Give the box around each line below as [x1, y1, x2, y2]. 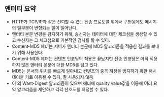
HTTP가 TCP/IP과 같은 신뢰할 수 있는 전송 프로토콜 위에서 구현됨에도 [11, 19, 144, 25]
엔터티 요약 [4, 4, 36, 13]
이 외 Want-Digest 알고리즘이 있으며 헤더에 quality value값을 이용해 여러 [11, 80, 152, 86]
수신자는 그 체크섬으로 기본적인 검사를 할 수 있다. [17, 37, 110, 43]
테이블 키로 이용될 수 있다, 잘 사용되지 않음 [11, 74, 94, 80]
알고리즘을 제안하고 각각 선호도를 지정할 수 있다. [17, 86, 109, 92]
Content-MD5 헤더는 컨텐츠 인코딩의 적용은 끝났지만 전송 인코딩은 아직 [11, 56, 149, 62]
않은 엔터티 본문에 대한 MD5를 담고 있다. [21, 62, 99, 67]
